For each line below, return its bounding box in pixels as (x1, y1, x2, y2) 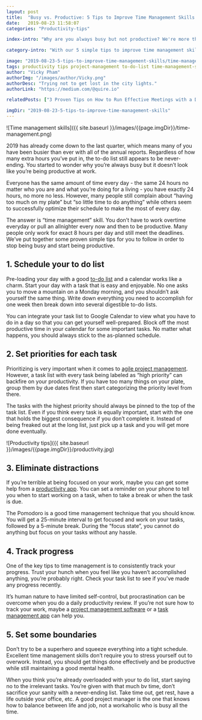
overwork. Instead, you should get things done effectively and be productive (6, 658, 195, 665)
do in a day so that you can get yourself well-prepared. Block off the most (6, 319, 189, 326)
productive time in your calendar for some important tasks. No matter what (6, 325, 191, 332)
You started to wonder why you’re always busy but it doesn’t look (26, 162, 188, 168)
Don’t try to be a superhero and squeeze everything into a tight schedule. (6, 646, 188, 653)
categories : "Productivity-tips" (6, 25, 90, 32)
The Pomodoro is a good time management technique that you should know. (6, 510, 195, 517)
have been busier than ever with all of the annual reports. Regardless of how (6, 148, 195, 156)
